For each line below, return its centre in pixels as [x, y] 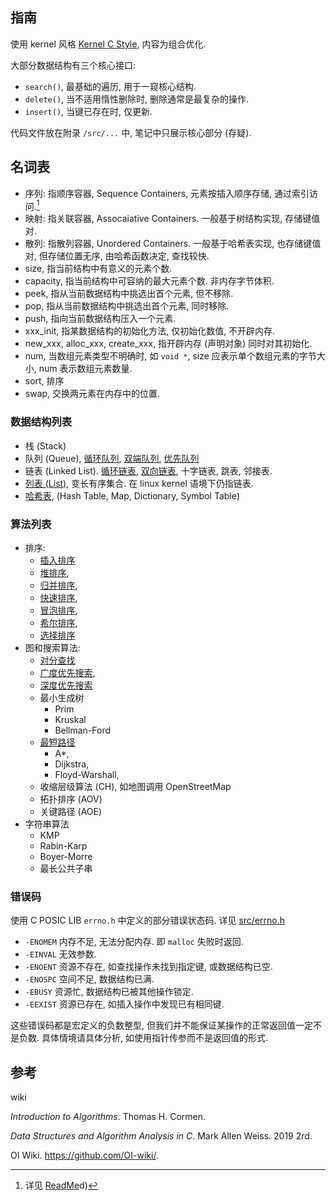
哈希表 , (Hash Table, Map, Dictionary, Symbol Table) [132, 495]
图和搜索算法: [52, 647]
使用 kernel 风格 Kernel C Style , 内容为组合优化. [108, 44]
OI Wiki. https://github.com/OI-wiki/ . [84, 1155]
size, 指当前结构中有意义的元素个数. [98, 269]
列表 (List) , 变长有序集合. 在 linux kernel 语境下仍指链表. [139, 483]
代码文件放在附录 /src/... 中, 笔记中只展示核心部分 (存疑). [131, 132]
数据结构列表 [41, 422]
